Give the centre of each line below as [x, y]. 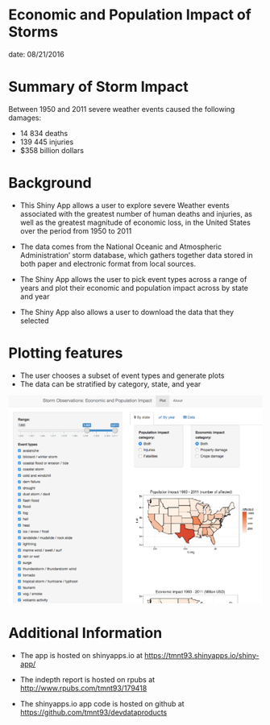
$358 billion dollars [52, 150]
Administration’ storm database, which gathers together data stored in [137, 255]
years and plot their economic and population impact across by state [134, 288]
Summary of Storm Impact [98, 87]
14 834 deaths [44, 133]
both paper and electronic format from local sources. [108, 263]
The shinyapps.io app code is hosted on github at [102, 703]
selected [35, 321]
